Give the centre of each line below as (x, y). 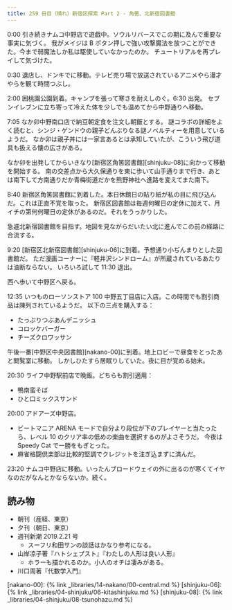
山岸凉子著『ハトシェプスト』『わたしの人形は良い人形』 (98, 554)
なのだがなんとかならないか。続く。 (59, 477)
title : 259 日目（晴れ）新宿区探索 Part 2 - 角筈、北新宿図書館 (91, 14)
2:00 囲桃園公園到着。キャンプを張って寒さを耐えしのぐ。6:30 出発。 (107, 98)
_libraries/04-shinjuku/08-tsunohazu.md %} (70, 600)
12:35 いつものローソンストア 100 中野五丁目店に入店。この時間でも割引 (110, 296)
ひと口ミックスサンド (47, 398)
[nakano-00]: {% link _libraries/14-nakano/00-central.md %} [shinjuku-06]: (114, 585)
